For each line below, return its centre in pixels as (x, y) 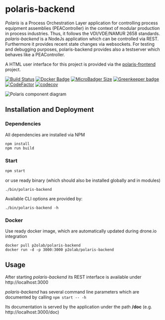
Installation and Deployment (50, 110)
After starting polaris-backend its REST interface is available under (73, 277)
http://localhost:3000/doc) (32, 312)
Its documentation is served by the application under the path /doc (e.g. (79, 307)
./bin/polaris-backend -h (32, 208)
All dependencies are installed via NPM (45, 135)
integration (16, 237)
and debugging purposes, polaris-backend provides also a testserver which (82, 49)
